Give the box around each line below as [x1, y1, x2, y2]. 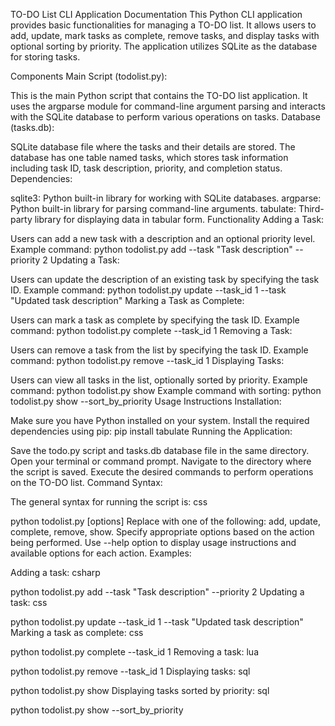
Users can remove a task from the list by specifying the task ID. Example [10, 344, 309, 356]
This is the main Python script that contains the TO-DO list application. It [10, 90, 308, 101]
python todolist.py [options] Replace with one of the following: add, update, [10, 515, 321, 527]
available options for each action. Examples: [10, 547, 192, 559]
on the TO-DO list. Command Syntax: [10, 477, 163, 488]
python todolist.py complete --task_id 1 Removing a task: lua [10, 646, 259, 658]
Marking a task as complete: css [10, 627, 144, 638]
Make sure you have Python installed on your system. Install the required [10, 415, 310, 426]
